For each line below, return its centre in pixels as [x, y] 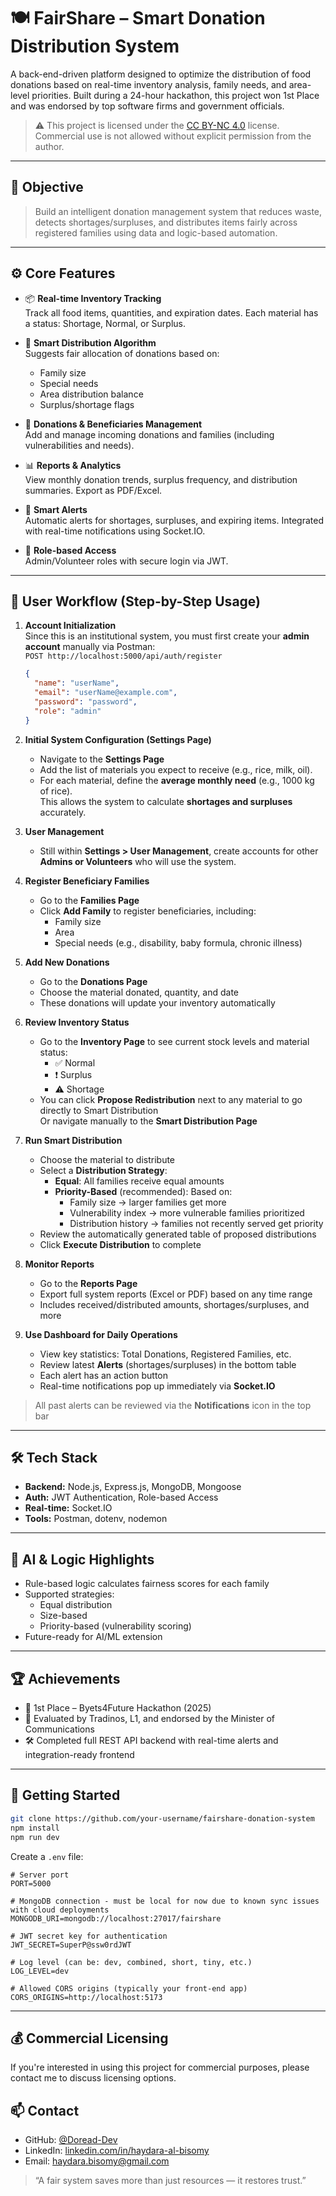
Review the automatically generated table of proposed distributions [178, 1234]
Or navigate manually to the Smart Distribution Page [148, 1121]
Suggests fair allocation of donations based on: [122, 353]
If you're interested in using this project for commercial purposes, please [160, 2067]
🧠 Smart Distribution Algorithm [90, 342]
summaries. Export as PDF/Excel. [93, 490]
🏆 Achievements [65, 1678]
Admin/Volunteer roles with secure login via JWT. [126, 561]
